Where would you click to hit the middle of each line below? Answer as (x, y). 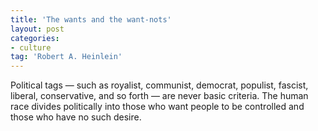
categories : (35, 38)
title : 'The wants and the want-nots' (91, 19)
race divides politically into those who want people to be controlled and (157, 107)
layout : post (37, 29)
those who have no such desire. (76, 117)
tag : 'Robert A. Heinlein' (66, 57)
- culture (31, 47)
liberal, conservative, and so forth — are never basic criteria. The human (159, 96)
